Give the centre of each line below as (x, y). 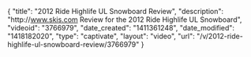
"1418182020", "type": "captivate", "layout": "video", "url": (101, 36)
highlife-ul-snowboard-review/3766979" (73, 45)
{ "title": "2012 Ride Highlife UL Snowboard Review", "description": (116, 11)
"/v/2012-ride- (220, 36)
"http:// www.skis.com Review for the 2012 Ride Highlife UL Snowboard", (125, 20)
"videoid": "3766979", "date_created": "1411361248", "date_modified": (121, 28)
